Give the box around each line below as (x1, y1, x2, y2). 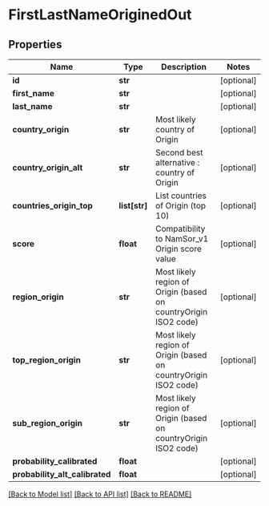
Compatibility (155, 223, 206, 234)
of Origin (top (155, 200, 207, 211)
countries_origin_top (12, 200, 94, 211)
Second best (155, 147, 203, 158)
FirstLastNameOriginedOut (8, 6, 192, 24)
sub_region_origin (12, 418, 82, 428)
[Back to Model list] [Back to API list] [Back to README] (8, 489, 192, 499)
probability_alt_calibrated (12, 469, 111, 480)
